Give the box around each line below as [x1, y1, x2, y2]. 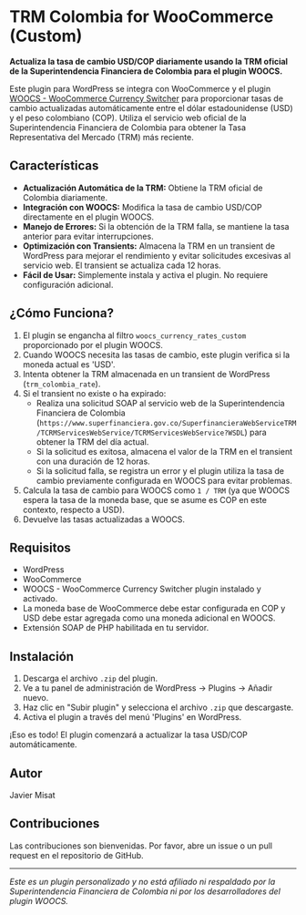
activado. [22, 593, 58, 604]
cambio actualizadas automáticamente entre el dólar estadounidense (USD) [9, 102, 293, 113]
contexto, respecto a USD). [22, 504, 126, 515]
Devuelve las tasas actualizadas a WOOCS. [22, 513, 185, 525]
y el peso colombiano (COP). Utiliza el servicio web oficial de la [9, 112, 248, 123]
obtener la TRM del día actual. [36, 436, 149, 447]
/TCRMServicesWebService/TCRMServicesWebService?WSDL [36, 428, 245, 437]
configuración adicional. [22, 279, 114, 290]
